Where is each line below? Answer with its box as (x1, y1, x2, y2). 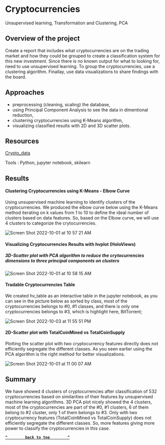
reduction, (12, 112, 34, 118)
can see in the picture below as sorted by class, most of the (5, 298, 128, 304)
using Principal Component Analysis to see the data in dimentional (12, 107, 148, 113)
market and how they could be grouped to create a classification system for (5, 53, 161, 59)
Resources (5, 137, 39, 145)
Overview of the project (5, 34, 81, 43)
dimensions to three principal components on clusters (5, 258, 120, 264)
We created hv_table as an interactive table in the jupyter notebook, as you (5, 293, 158, 298)
